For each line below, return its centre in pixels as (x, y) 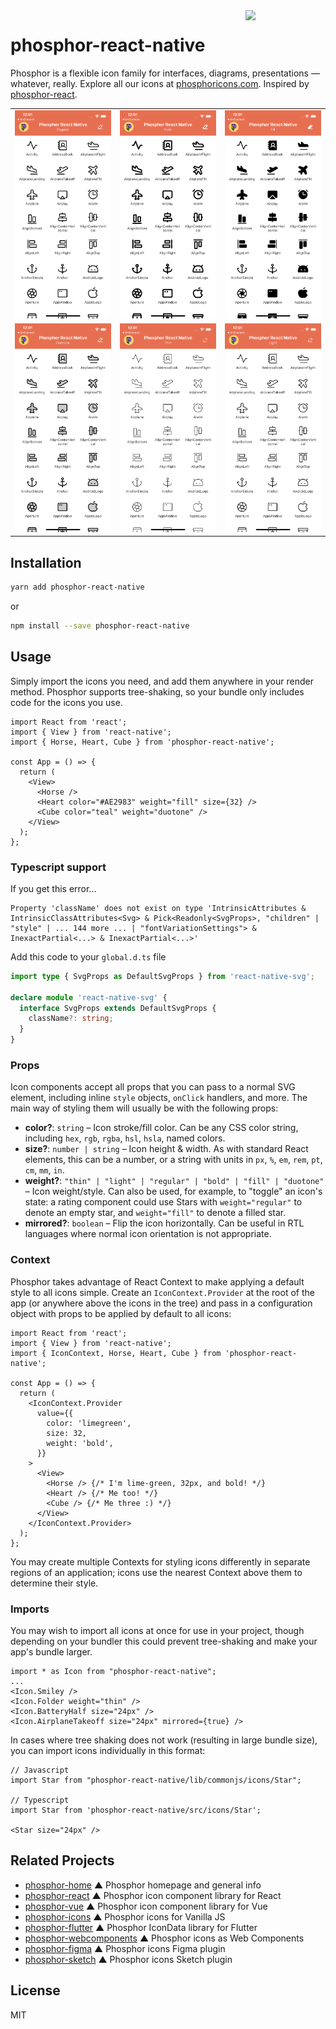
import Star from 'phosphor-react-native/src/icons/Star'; (136, 1810)
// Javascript (40, 1770)
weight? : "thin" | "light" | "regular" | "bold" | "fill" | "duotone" (174, 1181)
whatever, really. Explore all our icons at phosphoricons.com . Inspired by (160, 83)
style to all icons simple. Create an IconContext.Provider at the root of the (162, 1292)
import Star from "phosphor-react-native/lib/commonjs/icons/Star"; (156, 1780)
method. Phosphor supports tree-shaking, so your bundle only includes (157, 691)
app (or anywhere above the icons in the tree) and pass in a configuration (161, 1303)
